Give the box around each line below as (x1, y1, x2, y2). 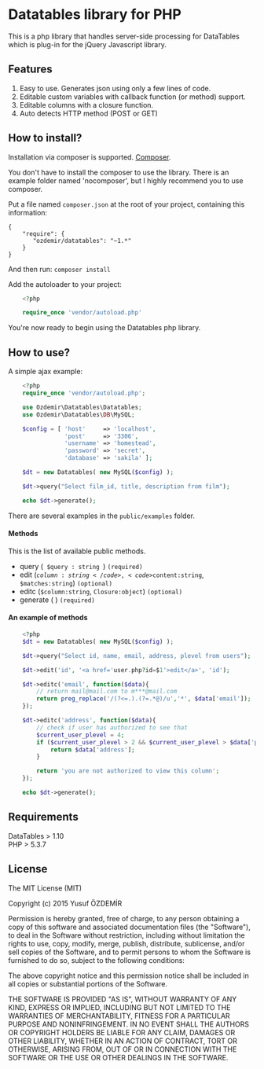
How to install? (8, 131, 82, 145)
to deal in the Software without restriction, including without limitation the (8, 930, 245, 940)
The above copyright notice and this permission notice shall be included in (8, 971, 249, 980)
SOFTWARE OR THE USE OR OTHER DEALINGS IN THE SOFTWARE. (8, 1052, 229, 1062)
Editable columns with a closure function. (19, 100, 154, 109)
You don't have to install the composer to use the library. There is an (8, 167, 229, 177)
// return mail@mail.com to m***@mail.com (36, 688, 178, 696)
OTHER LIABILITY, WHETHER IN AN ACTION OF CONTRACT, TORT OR (8, 1036, 237, 1045)
